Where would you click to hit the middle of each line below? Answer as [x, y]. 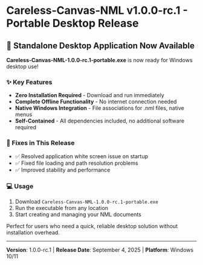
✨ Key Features [29, 82]
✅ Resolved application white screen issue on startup [82, 156]
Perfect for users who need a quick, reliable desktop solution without [92, 226]
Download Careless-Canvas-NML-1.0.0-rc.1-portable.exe [86, 201]
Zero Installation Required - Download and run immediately [89, 95]
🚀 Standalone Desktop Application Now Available [101, 46]
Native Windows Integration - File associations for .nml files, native [99, 108]
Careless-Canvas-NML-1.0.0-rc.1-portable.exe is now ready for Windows [99, 60]
